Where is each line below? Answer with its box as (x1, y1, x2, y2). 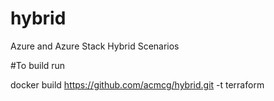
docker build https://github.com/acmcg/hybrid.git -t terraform (10, 78, 265, 91)
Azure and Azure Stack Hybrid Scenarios (10, 40, 180, 52)
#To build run (10, 59, 66, 71)
